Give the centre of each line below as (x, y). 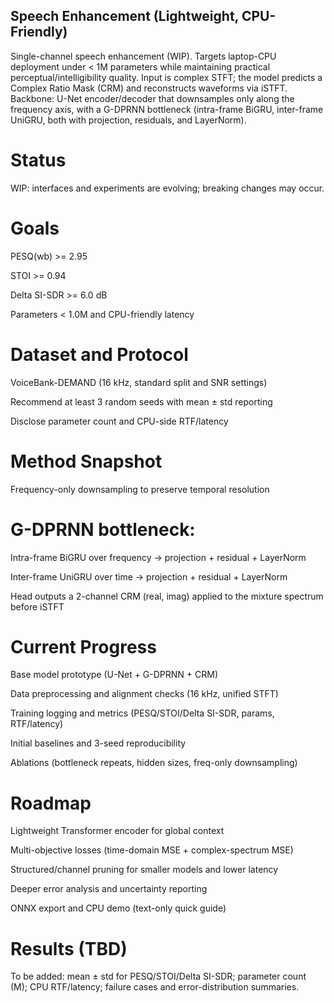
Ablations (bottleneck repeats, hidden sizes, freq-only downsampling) (154, 763)
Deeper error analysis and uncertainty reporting (109, 889)
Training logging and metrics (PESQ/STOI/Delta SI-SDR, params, (142, 713)
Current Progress (83, 646)
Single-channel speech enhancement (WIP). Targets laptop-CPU (143, 56)
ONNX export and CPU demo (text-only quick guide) (118, 908)
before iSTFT (37, 606)
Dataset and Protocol (99, 354)
